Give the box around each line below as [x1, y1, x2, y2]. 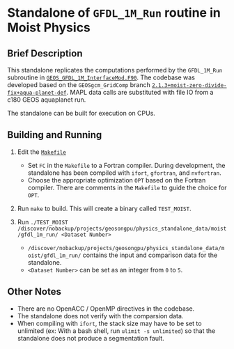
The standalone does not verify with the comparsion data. [17, 311, 184, 320]
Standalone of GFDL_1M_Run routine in [7, 5, 221, 21]
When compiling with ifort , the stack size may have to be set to [17, 319, 202, 327]
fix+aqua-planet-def [7, 89, 68, 96]
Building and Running [7, 129, 102, 141]
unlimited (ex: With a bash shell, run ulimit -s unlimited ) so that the [17, 326, 216, 335]
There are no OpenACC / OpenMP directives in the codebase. [17, 304, 195, 313]
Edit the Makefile [17, 148, 66, 156]
